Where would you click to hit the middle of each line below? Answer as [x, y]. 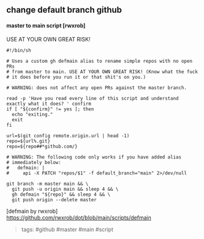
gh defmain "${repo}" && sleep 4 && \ [61, 194]
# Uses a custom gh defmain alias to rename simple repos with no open [99, 61]
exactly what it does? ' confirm [49, 104]
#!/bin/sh [19, 50]
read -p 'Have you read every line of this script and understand [93, 98]
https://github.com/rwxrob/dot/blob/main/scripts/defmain [79, 217]
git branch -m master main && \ [47, 184]
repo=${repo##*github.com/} [42, 146]
